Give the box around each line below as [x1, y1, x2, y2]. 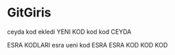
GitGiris [7, 5, 51, 21]
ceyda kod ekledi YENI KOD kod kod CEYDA [7, 27, 132, 36]
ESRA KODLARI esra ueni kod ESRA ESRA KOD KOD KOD [7, 41, 168, 49]
